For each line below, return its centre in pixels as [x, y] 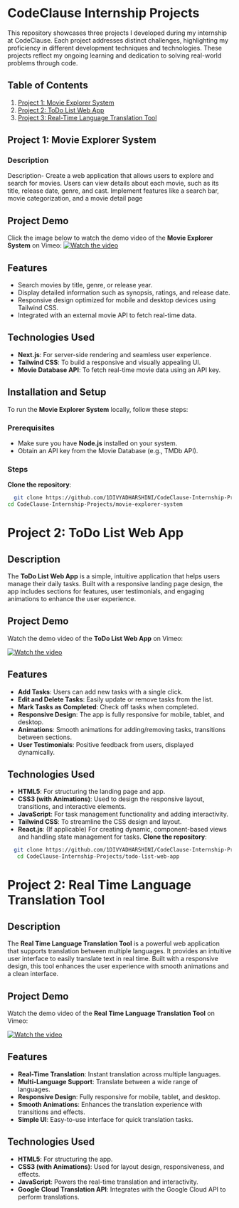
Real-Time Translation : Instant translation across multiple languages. [119, 1074]
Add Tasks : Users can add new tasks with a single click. [100, 692]
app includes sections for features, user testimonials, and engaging [106, 591]
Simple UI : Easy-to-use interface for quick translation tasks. [105, 1119]
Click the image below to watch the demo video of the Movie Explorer [110, 238]
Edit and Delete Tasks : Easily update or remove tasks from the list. [115, 699]
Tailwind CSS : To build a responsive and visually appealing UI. [109, 362]
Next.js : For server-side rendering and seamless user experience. [115, 354]
